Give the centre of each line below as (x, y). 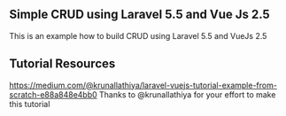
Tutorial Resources (62, 64)
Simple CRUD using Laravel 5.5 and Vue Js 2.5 (139, 15)
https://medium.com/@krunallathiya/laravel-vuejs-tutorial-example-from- (143, 85)
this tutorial (30, 104)
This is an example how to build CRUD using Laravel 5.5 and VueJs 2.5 (138, 35)
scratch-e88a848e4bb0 (53, 94)
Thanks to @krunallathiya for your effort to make (187, 94)
